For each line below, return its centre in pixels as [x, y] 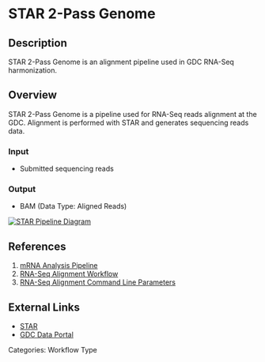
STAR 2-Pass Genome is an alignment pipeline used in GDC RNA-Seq [121, 62]
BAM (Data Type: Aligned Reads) [73, 206]
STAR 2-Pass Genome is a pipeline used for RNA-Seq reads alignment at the [132, 114]
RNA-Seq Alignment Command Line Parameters [98, 282]
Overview [33, 95]
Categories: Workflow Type [53, 350]
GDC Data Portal [46, 335]
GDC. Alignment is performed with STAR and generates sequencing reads [129, 123]
